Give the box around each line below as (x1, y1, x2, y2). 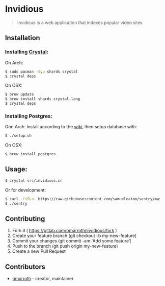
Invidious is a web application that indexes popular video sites (17, 20, 143, 25)
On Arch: (5, 60, 23, 66)
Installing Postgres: (5, 113, 53, 119)
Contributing (5, 214, 45, 223)
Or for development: (5, 187, 46, 193)
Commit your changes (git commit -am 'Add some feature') (12, 238, 132, 244)
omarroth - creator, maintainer (12, 276, 74, 282)
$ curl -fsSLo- (5, 196, 36, 201)
